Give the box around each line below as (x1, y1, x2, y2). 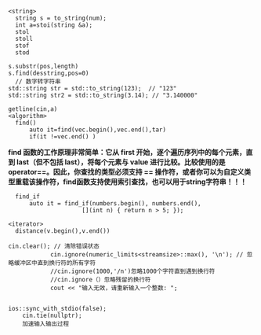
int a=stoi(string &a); (15, 21, 92, 29)
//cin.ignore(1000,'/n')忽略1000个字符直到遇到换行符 (49, 267, 216, 275)
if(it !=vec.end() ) (28, 133, 96, 141)
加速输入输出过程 (22, 320, 69, 328)
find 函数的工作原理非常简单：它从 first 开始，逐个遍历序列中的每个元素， (8, 148, 247, 156)
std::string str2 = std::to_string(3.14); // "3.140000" (8, 91, 198, 99)
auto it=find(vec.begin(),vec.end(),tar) (28, 126, 167, 134)
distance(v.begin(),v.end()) (15, 227, 111, 235)
